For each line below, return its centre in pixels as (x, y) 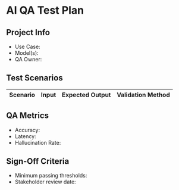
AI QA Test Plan (45, 10)
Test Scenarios (35, 78)
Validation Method (144, 95)
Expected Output (86, 95)
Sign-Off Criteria (38, 161)
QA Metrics (28, 116)
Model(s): (26, 53)
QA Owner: (28, 59)
